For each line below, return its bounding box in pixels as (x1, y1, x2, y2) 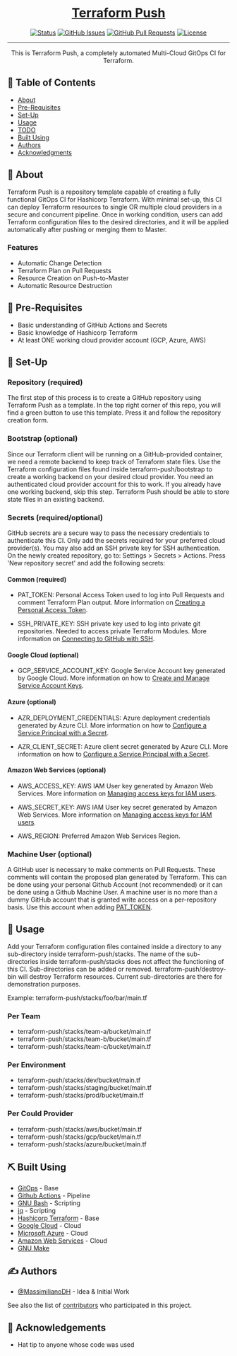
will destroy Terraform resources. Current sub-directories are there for (18, 972, 223, 981)
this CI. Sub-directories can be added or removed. (7, 965, 154, 973)
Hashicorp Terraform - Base (17, 1214, 100, 1222)
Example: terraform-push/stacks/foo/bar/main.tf (7, 993, 147, 1002)
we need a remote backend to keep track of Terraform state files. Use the (7, 457, 221, 466)
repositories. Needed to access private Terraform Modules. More (17, 627, 207, 636)
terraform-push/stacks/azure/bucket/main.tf (17, 1139, 147, 1148)
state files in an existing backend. (7, 495, 104, 503)
